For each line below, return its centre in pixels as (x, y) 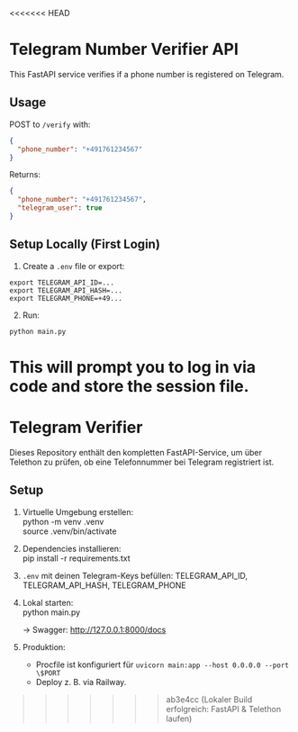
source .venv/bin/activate (69, 531)
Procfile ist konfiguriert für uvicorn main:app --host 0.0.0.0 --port (163, 664)
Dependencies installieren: (72, 548)
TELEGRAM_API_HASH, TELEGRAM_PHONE (104, 585)
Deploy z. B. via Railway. (81, 682)
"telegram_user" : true (60, 208)
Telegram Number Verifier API (124, 50)
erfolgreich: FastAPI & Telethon (224, 709)
